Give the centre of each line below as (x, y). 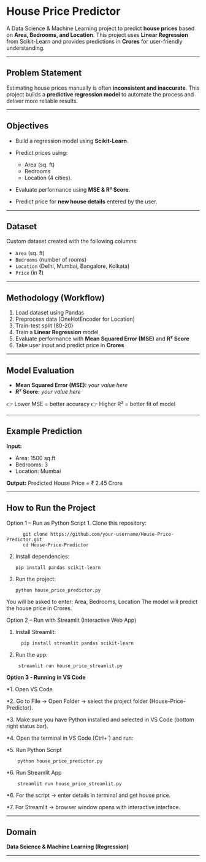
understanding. (25, 48)
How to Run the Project (51, 508)
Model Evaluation (40, 370)
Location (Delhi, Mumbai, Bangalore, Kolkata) (72, 266)
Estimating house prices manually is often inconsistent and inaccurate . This (103, 88)
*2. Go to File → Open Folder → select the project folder (77, 701)
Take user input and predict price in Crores (70, 345)
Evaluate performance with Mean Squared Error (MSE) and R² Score (102, 339)
